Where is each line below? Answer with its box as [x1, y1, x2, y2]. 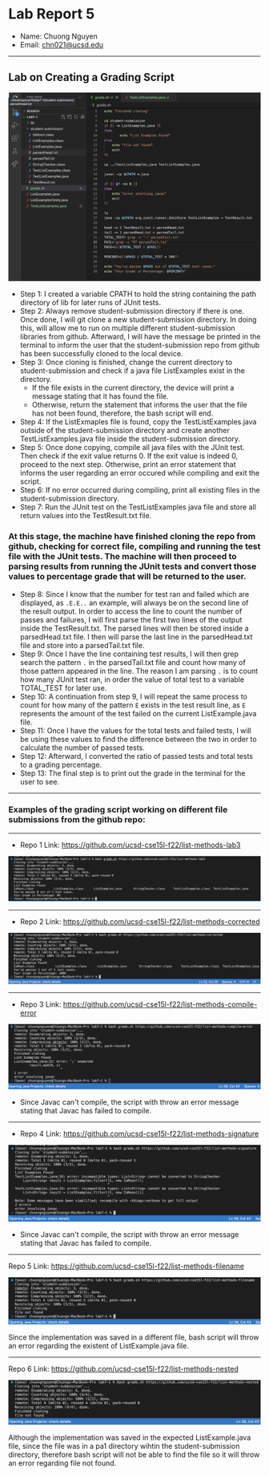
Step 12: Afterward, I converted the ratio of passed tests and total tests [19, 751, 254, 760]
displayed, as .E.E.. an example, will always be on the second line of [19, 598, 249, 607]
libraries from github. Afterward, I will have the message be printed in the [19, 332, 261, 342]
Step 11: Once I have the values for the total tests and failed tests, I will [19, 725, 252, 735]
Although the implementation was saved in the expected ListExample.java [8, 1433, 251, 1442]
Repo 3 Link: [19, 1000, 62, 1009]
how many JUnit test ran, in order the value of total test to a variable [19, 675, 245, 684]
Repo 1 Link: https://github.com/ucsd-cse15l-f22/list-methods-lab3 [19, 840, 241, 850]
